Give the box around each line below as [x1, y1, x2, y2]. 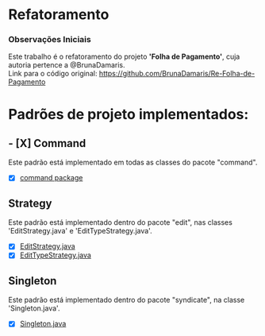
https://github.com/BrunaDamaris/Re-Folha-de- [98, 69, 255, 79]
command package [19, 173, 83, 183]
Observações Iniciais [8, 34, 91, 45]
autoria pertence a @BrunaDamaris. [8, 60, 125, 70]
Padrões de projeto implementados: [8, 105, 249, 123]
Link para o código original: [8, 69, 98, 79]
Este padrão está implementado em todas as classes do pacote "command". [8, 157, 258, 168]
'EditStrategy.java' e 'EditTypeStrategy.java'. [8, 226, 152, 236]
